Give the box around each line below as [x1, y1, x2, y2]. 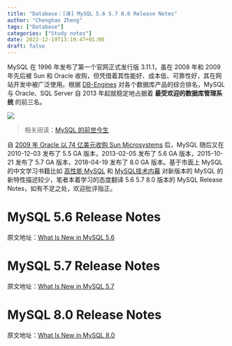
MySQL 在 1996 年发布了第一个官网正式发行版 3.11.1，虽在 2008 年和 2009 [7, 63, 222, 71]
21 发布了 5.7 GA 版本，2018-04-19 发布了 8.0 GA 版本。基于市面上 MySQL [7, 158, 223, 166]
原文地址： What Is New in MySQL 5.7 [7, 282, 115, 290]
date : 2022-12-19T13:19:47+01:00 [7, 36, 105, 43]
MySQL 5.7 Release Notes [7, 258, 161, 274]
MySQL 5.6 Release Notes [7, 209, 161, 225]
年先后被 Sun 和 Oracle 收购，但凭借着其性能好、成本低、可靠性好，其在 [7, 71, 216, 80]
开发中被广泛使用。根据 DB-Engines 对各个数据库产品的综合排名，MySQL [13, 80, 226, 88]
